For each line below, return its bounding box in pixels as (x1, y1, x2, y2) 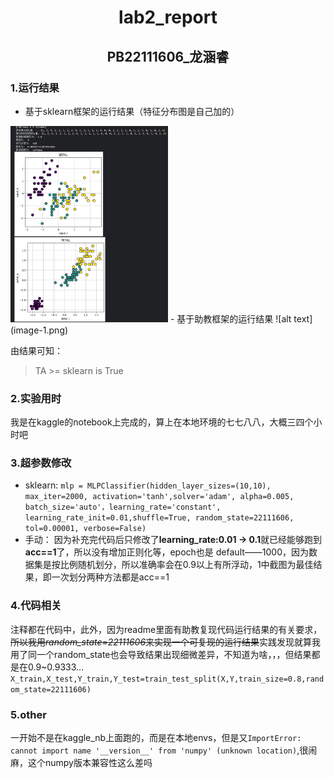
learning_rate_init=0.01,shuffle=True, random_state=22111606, (24, 513, 295, 523)
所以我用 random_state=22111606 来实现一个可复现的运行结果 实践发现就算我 (10, 636, 322, 648)
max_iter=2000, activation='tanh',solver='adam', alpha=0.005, (24, 492, 295, 502)
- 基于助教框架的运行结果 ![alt (169, 312, 292, 325)
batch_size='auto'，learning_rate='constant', (24, 502, 222, 513)
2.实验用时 (10, 391, 62, 405)
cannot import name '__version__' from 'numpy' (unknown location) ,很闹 (10, 744, 318, 756)
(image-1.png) (10, 324, 69, 336)
